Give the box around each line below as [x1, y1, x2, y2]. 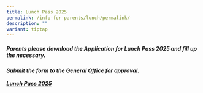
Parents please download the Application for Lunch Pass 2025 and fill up [6, 45, 197, 52]
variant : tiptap [6, 26, 48, 32]
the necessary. [6, 51, 46, 59]
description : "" [6, 20, 48, 26]
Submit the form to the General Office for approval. [6, 67, 140, 74]
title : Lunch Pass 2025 [6, 9, 67, 15]
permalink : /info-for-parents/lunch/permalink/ [6, 15, 131, 21]
